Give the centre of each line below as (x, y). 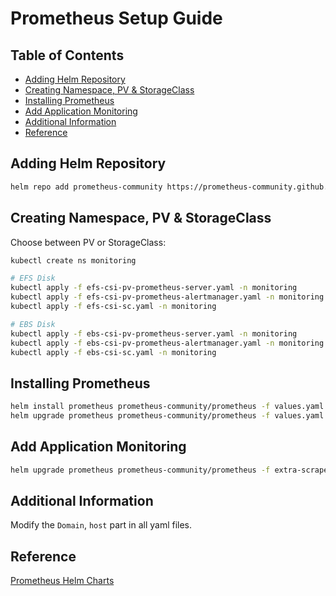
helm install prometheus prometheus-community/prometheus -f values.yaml (167, 407)
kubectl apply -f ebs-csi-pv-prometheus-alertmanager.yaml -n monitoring (167, 343)
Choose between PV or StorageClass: (88, 242)
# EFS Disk (33, 278)
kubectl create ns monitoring (73, 260)
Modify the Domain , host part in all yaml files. (101, 525)
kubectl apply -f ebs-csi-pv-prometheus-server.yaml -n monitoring (154, 333)
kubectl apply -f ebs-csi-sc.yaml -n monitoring (113, 352)
